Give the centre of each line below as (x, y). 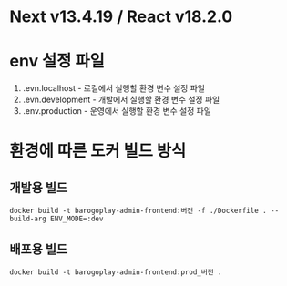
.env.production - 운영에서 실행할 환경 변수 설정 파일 (117, 111)
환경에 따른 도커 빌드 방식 (98, 151)
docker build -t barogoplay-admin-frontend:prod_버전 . (116, 272)
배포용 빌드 (39, 249)
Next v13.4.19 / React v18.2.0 (121, 17)
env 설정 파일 (57, 61)
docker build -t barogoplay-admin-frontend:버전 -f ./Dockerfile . (138, 211)
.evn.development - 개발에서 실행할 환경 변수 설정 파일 (121, 100)
